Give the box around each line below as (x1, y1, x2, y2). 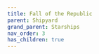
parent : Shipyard (7, 17, 58, 24)
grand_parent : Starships (7, 23, 80, 30)
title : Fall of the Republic (7, 10, 93, 18)
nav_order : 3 (7, 29, 46, 37)
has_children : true (7, 36, 65, 43)
